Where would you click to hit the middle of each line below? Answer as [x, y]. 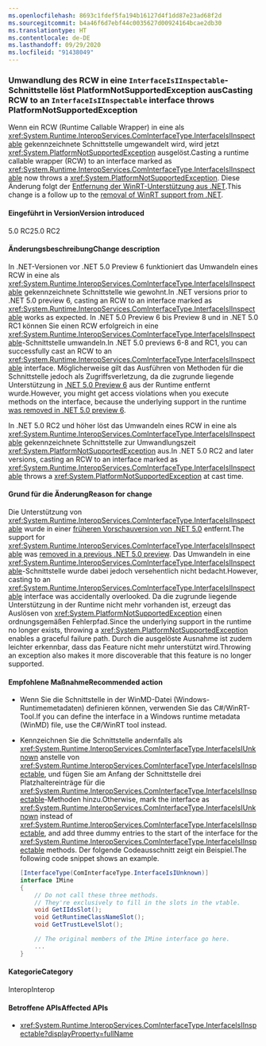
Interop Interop [32, 989]
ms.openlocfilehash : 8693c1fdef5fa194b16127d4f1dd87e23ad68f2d [115, 15]
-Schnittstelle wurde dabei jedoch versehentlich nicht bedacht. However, [141, 571]
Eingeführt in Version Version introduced [76, 213]
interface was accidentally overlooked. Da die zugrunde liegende [130, 596]
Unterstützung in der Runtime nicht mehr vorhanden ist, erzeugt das [120, 604]
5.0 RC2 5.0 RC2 [35, 230]
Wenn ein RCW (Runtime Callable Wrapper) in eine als [96, 127]
